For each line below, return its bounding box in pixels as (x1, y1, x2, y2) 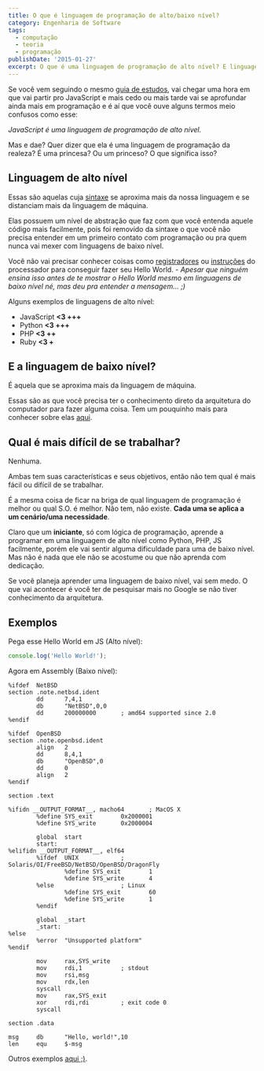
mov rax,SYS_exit (36, 991, 108, 999)
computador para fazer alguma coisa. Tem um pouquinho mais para (8, 404, 228, 414)
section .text (8, 791, 55, 800)
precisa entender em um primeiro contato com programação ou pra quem (8, 232, 247, 242)
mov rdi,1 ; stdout (36, 964, 149, 972)
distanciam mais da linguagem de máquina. (8, 200, 148, 210)
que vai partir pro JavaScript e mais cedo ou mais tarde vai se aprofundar (8, 92, 247, 102)
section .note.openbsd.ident (8, 736, 104, 745)
